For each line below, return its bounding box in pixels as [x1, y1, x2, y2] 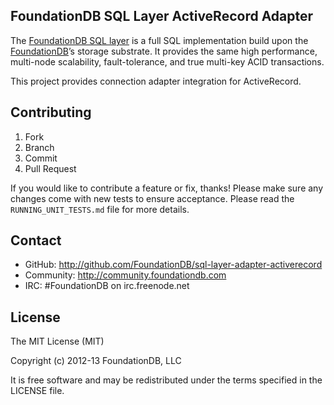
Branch [24, 141, 55, 153]
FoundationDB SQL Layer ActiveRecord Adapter [10, 8, 314, 25]
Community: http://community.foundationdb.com [24, 269, 227, 281]
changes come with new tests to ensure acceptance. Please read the [10, 192, 295, 204]
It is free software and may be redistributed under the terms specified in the [10, 374, 323, 386]
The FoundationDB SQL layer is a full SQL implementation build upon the [10, 34, 309, 46]
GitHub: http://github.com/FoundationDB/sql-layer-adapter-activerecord [24, 259, 323, 271]
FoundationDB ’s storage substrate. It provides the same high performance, [10, 45, 318, 57]
